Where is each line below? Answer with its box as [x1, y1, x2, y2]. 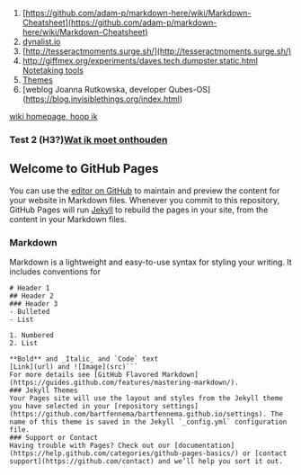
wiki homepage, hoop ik [9, 112, 98, 121]
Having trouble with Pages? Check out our [9, 441, 171, 451]
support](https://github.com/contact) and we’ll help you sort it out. [9, 457, 283, 466]
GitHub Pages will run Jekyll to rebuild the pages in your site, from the [9, 204, 269, 215]
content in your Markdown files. [9, 213, 128, 224]
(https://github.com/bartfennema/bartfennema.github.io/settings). [9, 409, 268, 419]
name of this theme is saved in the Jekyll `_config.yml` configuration [9, 417, 288, 426]
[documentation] [173, 441, 235, 451]
